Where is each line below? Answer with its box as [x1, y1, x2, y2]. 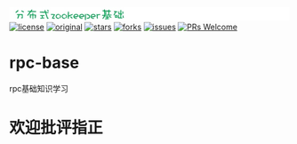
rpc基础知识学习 [9, 83, 69, 93]
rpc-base [9, 52, 80, 73]
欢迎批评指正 [9, 117, 104, 138]
